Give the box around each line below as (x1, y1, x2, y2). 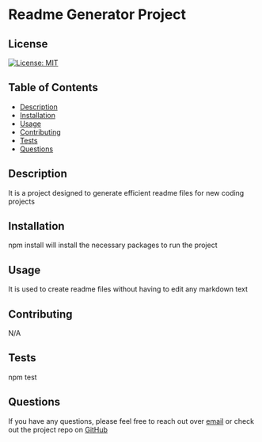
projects (8, 196, 36, 206)
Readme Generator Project (8, 6, 187, 24)
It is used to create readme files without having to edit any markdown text (8, 284, 248, 294)
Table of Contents (8, 81, 99, 94)
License (8, 37, 48, 51)
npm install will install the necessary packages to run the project (8, 240, 218, 250)
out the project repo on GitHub (8, 425, 108, 434)
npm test (8, 372, 37, 382)
